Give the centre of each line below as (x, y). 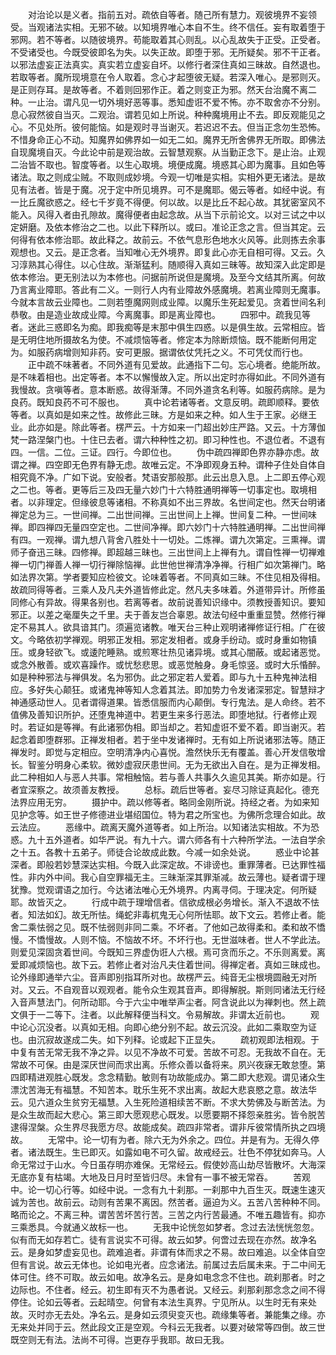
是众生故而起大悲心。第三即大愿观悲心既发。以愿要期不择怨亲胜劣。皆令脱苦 (168, 1114)
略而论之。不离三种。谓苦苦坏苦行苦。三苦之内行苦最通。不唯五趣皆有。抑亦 (168, 1214)
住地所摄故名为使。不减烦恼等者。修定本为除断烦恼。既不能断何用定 (176, 339)
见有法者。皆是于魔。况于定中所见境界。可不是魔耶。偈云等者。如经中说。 (163, 189)
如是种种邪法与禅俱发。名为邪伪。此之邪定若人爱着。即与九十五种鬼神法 (159, 677)
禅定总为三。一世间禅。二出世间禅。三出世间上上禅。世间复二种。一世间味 (163, 514)
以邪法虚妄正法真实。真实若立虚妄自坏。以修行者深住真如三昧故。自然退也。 (168, 64)
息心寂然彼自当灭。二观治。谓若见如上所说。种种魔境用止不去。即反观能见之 (168, 114)
